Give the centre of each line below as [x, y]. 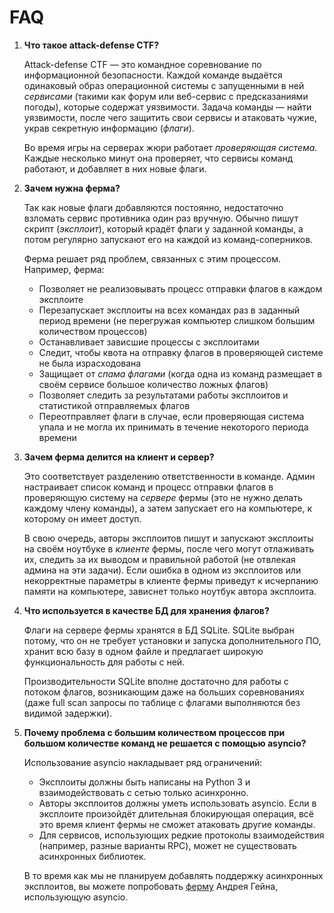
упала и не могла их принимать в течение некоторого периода [173, 427]
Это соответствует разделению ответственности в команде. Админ [169, 476]
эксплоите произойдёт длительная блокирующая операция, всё [176, 813]
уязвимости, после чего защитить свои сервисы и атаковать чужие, [170, 117]
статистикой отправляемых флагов [114, 405]
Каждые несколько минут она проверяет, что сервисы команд [158, 158]
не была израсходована [90, 363]
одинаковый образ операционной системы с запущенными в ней [164, 85]
